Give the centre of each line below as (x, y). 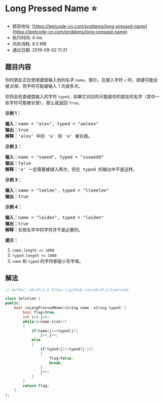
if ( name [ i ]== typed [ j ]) (55, 331)
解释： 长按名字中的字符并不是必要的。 (44, 230)
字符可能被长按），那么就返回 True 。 (46, 103)
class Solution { (23, 299)
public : (13, 303)
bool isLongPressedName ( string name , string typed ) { (70, 308)
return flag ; (36, 386)
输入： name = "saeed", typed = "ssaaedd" (55, 157)
